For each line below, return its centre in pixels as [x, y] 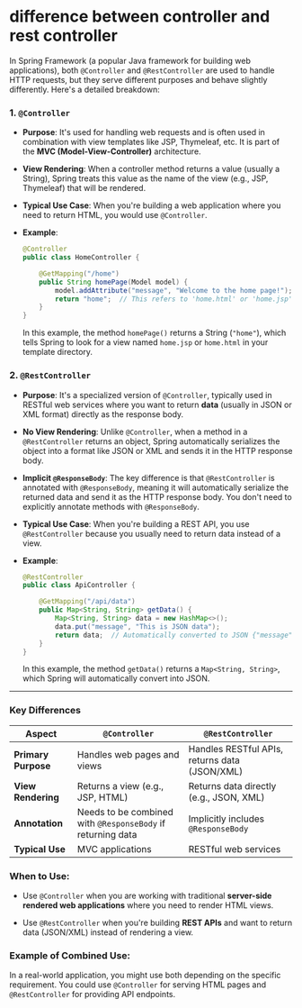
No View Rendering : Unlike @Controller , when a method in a [135, 431]
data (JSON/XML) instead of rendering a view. [108, 932]
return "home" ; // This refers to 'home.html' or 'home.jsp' [174, 299]
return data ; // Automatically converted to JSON [152, 635]
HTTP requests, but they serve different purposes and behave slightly [138, 79]
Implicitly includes [226, 819]
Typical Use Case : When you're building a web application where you [151, 205]
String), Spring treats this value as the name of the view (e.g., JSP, [145, 178]
